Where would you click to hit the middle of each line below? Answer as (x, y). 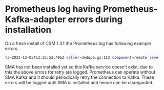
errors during (95, 19)
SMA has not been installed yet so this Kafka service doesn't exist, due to (79, 67)
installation (28, 30)
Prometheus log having (53, 9)
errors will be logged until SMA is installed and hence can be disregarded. (79, 82)
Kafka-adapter (36, 19)
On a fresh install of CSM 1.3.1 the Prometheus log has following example (78, 43)
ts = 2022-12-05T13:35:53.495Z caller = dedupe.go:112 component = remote (76, 57)
